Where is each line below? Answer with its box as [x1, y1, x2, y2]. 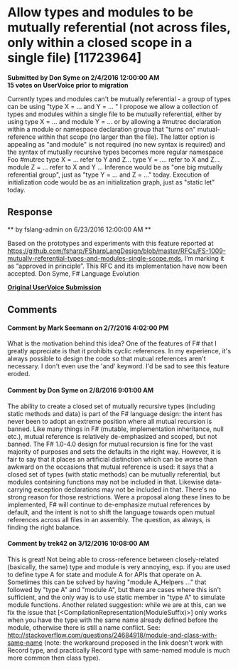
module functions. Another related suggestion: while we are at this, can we [7, 600, 227, 609]
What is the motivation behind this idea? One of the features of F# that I [7, 339, 217, 348]
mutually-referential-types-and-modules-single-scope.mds [7, 254, 181, 262]
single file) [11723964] [7, 50, 142, 66]
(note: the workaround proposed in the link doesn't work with [43, 638, 224, 647]
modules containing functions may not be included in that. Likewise [7, 477, 205, 486]
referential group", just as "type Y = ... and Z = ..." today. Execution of [7, 170, 210, 179]
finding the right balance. [7, 523, 82, 531]
